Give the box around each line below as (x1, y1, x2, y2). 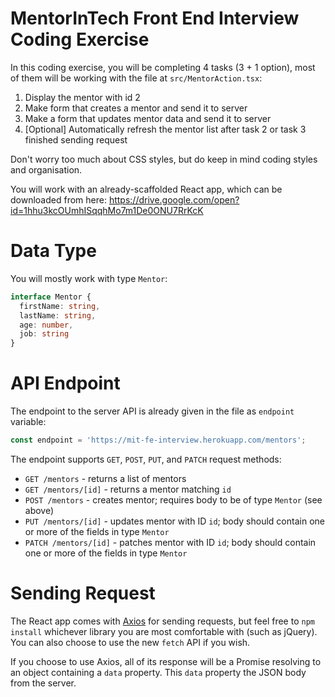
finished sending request (24, 133, 128, 146)
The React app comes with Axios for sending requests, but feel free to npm (10, 615, 315, 627)
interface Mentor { (10, 292, 92, 302)
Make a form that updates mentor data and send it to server (24, 112, 272, 124)
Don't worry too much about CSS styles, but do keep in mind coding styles (10, 153, 318, 165)
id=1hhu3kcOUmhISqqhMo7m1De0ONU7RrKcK (10, 204, 204, 216)
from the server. (10, 677, 77, 689)
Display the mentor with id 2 (24, 91, 141, 103)
